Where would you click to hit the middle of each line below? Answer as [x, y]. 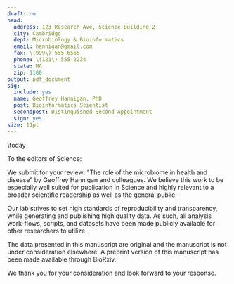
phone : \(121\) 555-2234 [50, 60]
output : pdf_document [39, 79]
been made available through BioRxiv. [62, 259]
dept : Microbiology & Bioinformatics [69, 40]
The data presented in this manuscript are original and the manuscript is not [117, 244]
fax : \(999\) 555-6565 [47, 53]
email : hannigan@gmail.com [53, 46]
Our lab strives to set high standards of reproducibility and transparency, [112, 208]
